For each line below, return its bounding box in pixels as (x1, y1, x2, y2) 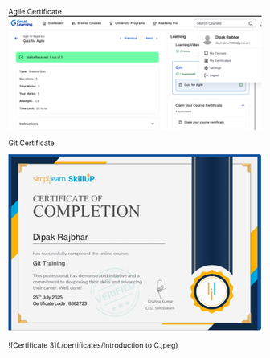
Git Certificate (8, 138, 55, 148)
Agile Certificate (8, 7, 63, 16)
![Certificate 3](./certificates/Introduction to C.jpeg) (8, 340, 178, 350)
